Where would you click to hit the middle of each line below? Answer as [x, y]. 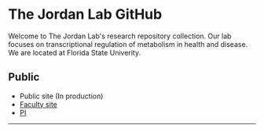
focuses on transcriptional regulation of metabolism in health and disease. [128, 44]
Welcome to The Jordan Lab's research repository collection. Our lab [120, 36]
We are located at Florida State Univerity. [75, 52]
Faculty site [38, 104]
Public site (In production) [61, 96]
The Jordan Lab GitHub [85, 14]
